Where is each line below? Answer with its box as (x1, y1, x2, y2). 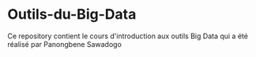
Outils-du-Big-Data (7, 5, 137, 23)
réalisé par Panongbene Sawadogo (7, 39, 122, 48)
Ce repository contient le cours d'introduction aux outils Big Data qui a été (7, 31, 248, 41)
